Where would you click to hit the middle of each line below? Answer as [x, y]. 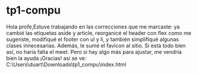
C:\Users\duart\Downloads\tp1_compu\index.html [66, 64]
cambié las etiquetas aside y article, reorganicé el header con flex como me [99, 33]
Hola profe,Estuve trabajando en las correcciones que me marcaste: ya [93, 27]
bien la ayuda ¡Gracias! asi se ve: [46, 58]
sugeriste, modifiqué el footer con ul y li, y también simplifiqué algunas [93, 39]
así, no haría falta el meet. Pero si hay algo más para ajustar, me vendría [94, 52]
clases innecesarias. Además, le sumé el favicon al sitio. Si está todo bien [96, 46]
